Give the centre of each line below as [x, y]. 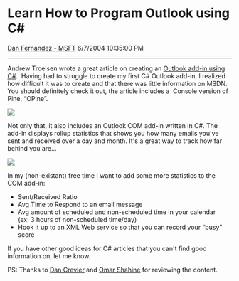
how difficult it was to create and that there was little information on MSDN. [117, 83]
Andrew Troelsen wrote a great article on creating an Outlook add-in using [116, 68]
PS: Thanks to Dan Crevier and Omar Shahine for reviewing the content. [113, 270]
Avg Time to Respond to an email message [80, 204]
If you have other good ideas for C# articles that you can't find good [107, 248]
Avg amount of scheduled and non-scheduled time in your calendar [117, 212]
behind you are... [32, 148]
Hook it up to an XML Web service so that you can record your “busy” [120, 227]
